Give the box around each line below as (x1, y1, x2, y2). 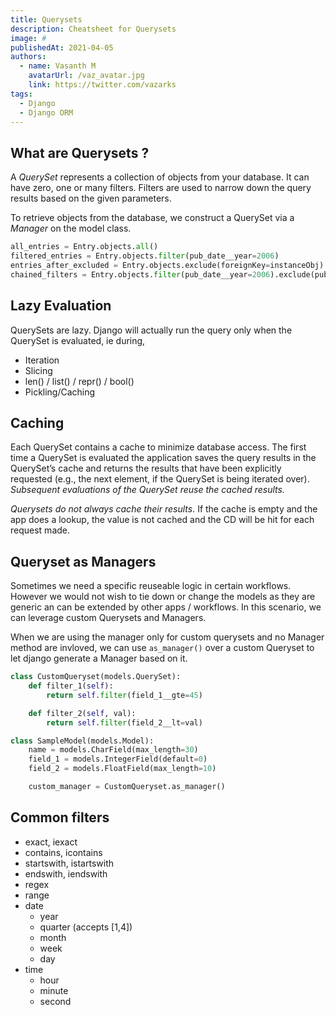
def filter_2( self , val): (28, 708, 137, 718)
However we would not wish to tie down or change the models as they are (10, 591, 316, 603)
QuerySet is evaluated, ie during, (10, 334, 146, 346)
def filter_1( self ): (28, 681, 114, 691)
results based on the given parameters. (10, 192, 172, 205)
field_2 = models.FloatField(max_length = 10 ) (28, 764, 217, 774)
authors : (10, 52, 47, 62)
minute (39, 984, 69, 996)
